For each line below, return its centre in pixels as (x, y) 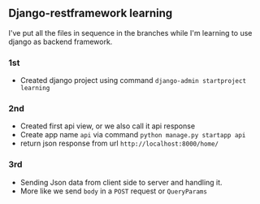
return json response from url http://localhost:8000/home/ (119, 143)
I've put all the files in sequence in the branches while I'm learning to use (130, 33)
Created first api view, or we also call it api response (108, 126)
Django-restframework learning (91, 13)
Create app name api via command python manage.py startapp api (133, 135)
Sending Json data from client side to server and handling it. (121, 182)
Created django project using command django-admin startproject (133, 80)
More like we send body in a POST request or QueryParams (113, 191)
